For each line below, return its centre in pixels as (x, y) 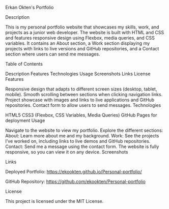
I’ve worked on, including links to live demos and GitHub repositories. (78, 141)
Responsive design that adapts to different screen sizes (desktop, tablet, (81, 89)
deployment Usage (25, 121)
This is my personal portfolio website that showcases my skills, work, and (82, 27)
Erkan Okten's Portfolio (30, 7)
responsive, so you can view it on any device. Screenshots (67, 152)
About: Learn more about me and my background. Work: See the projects (82, 136)
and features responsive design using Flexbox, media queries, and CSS (80, 38)
